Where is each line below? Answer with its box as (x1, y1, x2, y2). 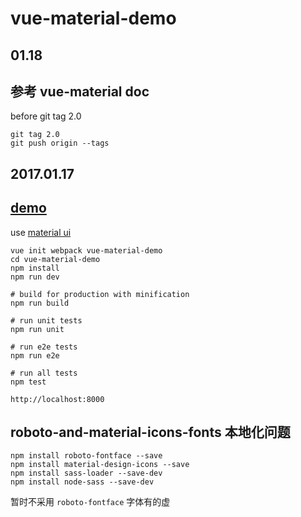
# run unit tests (10, 315, 83, 326)
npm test (10, 377, 47, 387)
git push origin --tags (10, 138, 110, 149)
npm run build (10, 298, 70, 308)
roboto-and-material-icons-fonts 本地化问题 (10, 423, 291, 441)
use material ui (10, 226, 72, 238)
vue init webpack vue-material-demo (10, 245, 163, 256)
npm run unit (10, 324, 65, 334)
